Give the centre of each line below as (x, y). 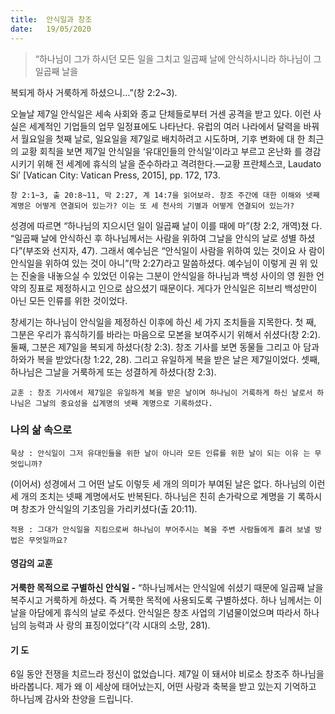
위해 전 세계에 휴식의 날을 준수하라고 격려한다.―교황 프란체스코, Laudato (179, 163)
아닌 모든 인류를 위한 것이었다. (69, 300)
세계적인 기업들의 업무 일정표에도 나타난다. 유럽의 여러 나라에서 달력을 (165, 126)
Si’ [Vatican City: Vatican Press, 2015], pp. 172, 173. (115, 175)
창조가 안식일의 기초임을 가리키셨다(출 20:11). (109, 508)
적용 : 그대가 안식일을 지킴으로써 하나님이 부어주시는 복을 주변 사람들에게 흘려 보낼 (160, 529)
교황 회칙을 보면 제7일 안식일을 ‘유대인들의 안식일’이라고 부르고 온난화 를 (161, 151)
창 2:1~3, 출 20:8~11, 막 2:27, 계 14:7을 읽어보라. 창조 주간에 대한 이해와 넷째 (165, 195)
